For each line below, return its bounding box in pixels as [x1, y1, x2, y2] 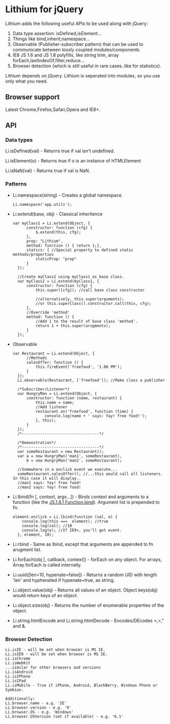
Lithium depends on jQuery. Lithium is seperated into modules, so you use [5, 72, 160, 78]
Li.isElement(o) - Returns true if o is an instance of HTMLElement [5, 158, 141, 164]
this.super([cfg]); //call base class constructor [35, 287, 145, 292]
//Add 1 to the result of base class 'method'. [35, 318, 138, 324]
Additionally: [5, 696, 36, 702]
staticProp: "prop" [35, 256, 77, 261]
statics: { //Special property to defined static [26, 247, 133, 253]
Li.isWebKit [5, 661, 30, 666]
